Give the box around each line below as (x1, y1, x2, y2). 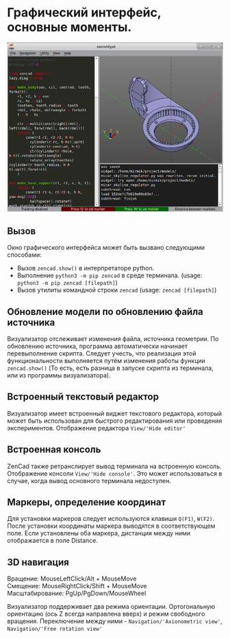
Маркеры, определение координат (7, 496, 166, 508)
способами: (7, 251, 42, 259)
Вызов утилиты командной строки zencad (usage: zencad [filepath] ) (16, 286, 217, 294)
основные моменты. (7, 19, 132, 35)
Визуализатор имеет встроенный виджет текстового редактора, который (7, 409, 222, 417)
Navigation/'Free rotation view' (7, 626, 103, 633)
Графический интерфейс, (7, 5, 162, 21)
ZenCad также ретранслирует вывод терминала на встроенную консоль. (7, 462, 222, 470)
